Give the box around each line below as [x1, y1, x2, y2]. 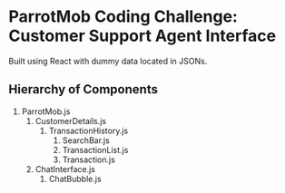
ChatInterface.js [34, 163, 96, 174]
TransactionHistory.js [48, 125, 129, 136]
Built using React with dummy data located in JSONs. [8, 55, 208, 66]
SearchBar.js [62, 134, 110, 146]
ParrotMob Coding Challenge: [8, 6, 238, 27]
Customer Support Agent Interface [8, 25, 277, 46]
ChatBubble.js [48, 173, 102, 184]
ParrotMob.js [21, 106, 71, 117]
